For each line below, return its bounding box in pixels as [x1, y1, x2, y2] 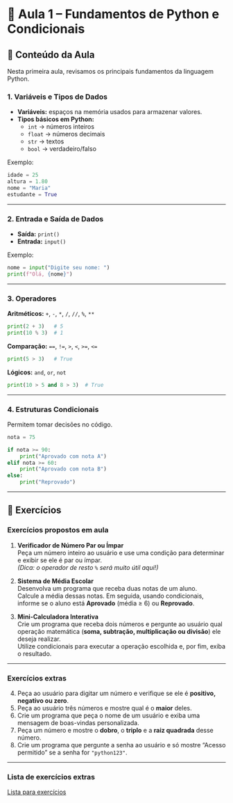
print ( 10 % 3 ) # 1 [7, 330, 64, 337]
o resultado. [17, 649, 52, 658]
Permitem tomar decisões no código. [7, 420, 113, 429]
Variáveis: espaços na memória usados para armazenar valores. [17, 108, 202, 116]
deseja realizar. [17, 635, 61, 643]
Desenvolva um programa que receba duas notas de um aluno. [17, 584, 198, 592]
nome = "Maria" [7, 184, 51, 192]
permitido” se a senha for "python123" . [17, 748, 128, 757]
